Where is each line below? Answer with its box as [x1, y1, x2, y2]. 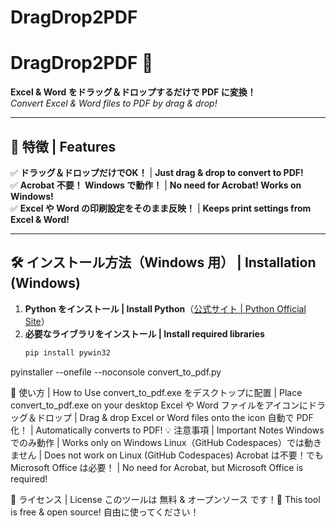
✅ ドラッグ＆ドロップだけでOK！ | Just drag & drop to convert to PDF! [10, 166, 304, 178]
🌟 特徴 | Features [10, 138, 117, 155]
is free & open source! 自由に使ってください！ [10, 506, 200, 518]
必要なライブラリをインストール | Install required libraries [24, 327, 265, 340]
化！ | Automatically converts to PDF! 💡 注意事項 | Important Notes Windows [10, 424, 325, 436]
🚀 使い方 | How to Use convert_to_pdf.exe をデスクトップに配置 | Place [10, 386, 303, 398]
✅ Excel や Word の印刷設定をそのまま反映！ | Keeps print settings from [10, 202, 312, 214]
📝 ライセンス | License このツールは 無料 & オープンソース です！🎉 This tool [10, 493, 321, 505]
